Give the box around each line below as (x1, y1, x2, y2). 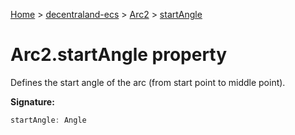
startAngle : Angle (10, 115, 87, 125)
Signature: (10, 95, 55, 108)
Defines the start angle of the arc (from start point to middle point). (10, 76, 286, 88)
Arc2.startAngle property (10, 44, 228, 66)
